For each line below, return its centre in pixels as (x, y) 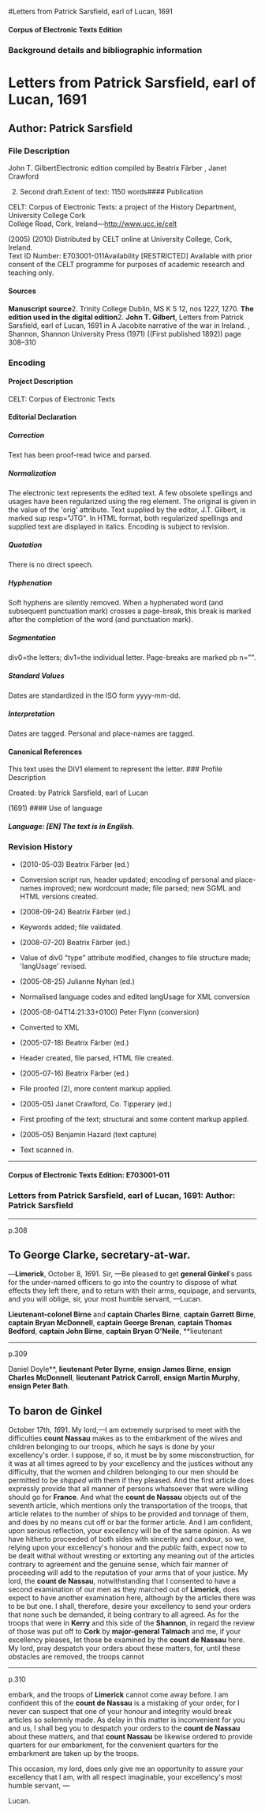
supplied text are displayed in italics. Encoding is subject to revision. (119, 527)
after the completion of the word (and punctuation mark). (101, 620)
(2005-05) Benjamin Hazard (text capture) (88, 1134)
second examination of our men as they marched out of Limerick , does (124, 1590)
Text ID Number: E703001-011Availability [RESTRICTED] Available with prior (130, 256)
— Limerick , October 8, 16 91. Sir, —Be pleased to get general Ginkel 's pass (130, 1274)
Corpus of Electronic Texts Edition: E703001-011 (89, 1175)
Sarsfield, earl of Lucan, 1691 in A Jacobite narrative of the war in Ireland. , (129, 325)
